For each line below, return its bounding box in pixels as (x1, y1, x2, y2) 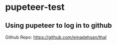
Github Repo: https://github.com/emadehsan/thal (5, 34, 107, 40)
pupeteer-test (5, 1, 65, 13)
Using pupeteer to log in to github (5, 21, 112, 30)
